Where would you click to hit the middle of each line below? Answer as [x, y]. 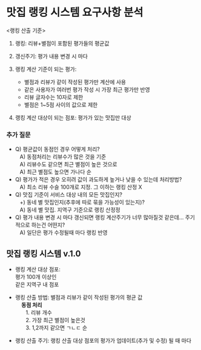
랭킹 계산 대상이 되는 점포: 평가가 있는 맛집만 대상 [73, 117]
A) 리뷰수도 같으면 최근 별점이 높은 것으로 [68, 164]
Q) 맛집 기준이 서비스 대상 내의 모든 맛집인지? [69, 195]
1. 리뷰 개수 [39, 312]
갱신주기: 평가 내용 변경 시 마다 [51, 56]
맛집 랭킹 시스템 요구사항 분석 [75, 12]
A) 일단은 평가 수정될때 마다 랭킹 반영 [64, 233]
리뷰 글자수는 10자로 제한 [54, 97]
